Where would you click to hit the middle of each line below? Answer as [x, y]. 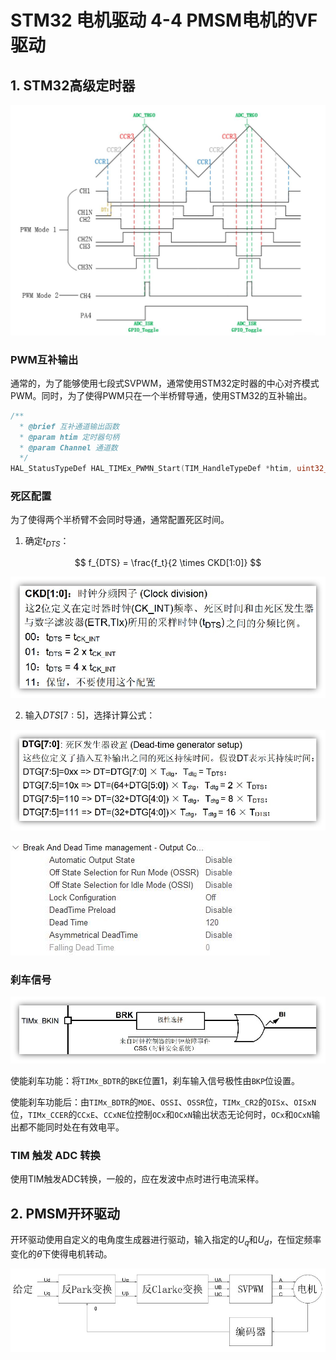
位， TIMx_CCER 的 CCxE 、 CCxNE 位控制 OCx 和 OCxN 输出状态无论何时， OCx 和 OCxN [161, 1115]
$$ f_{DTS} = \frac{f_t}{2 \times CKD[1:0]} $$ [168, 563]
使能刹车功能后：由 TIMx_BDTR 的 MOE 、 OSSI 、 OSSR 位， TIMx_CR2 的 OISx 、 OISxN [163, 1102]
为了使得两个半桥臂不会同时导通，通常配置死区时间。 [120, 520]
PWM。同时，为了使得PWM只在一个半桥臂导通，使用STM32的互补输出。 [161, 395]
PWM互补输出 [44, 359]
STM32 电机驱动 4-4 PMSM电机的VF [164, 20]
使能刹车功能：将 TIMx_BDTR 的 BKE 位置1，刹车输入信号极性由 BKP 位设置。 [155, 1081]
